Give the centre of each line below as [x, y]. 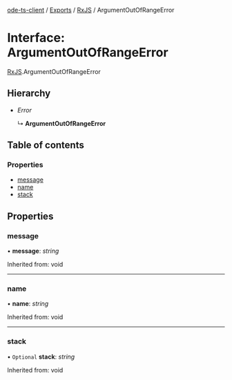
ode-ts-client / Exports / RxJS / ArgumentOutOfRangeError [91, 10]
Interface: [36, 38]
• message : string [33, 251]
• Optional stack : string [41, 357]
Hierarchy [29, 94]
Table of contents [46, 145]
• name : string [28, 304]
